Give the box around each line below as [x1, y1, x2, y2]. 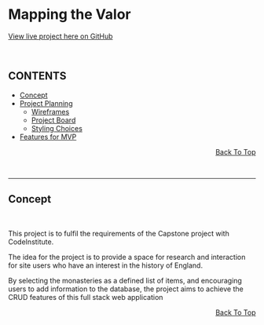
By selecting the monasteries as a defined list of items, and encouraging [8, 276, 242, 285]
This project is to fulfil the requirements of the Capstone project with [8, 228, 229, 238]
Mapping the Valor [8, 5, 131, 24]
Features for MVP [19, 132, 77, 141]
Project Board [31, 115, 76, 125]
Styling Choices [31, 123, 82, 133]
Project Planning [19, 98, 73, 108]
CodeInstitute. [8, 237, 54, 246]
